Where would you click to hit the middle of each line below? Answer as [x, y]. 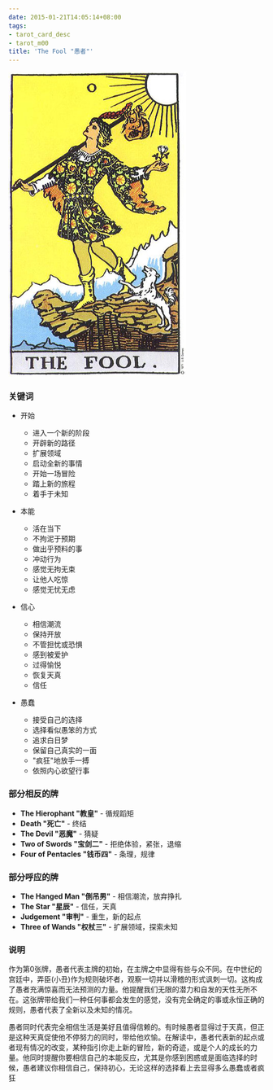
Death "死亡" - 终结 [53, 823]
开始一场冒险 [54, 474]
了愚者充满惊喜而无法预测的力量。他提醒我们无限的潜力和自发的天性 [122, 990]
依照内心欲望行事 [61, 771]
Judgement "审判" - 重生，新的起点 [80, 917]
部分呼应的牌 [34, 877]
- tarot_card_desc [39, 34]
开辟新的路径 [54, 443]
